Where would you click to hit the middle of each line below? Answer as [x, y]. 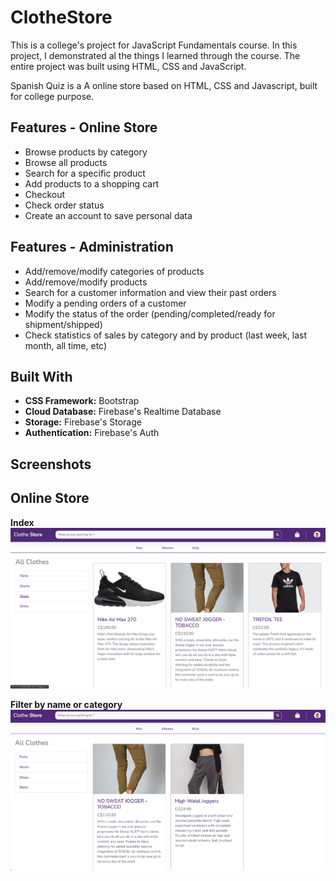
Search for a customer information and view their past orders [150, 292]
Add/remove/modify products [86, 282]
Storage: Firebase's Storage [83, 422]
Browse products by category [86, 152]
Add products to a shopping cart [92, 183]
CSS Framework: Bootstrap [82, 401]
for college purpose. [52, 96]
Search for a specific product [85, 173]
